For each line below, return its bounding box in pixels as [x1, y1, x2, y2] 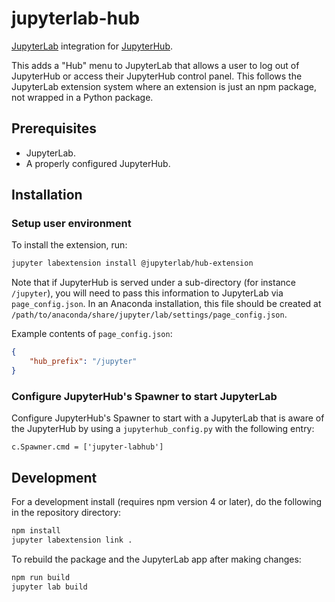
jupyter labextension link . [11, 535, 133, 545]
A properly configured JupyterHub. [25, 157, 171, 169]
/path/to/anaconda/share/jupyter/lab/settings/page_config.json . [11, 308, 288, 321]
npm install [11, 526, 61, 536]
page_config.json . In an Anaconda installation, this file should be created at [11, 298, 322, 310]
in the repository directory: [11, 507, 122, 519]
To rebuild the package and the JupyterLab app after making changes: [11, 553, 302, 565]
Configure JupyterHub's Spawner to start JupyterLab [11, 389, 278, 403]
